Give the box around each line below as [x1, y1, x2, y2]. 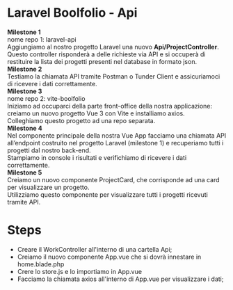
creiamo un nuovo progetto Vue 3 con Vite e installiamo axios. [7, 109, 186, 118]
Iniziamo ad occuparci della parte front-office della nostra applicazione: [7, 102, 213, 110]
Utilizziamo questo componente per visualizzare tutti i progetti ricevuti [7, 190, 209, 199]
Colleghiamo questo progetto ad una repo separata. [7, 116, 156, 124]
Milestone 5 [7, 168, 42, 177]
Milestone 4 [7, 124, 43, 132]
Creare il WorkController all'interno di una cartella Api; [17, 245, 172, 253]
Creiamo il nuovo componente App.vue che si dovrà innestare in [17, 252, 202, 261]
